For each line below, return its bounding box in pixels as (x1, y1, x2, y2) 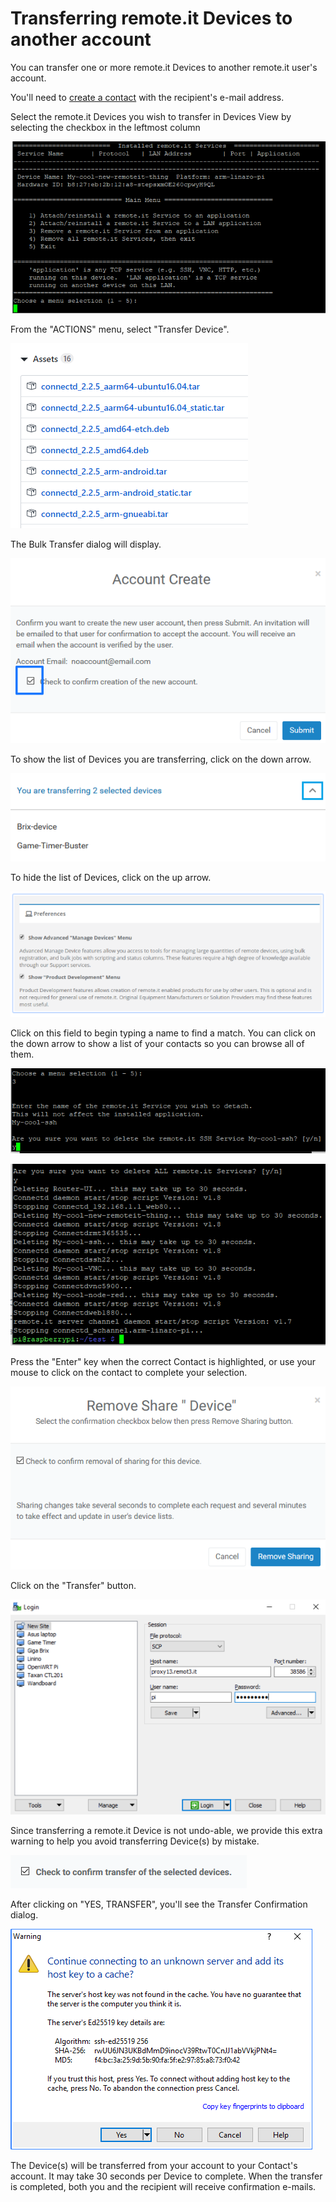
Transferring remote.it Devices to (10, 7, 293, 30)
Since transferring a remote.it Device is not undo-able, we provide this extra (10, 1824, 323, 1836)
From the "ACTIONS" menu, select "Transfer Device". (10, 323, 230, 335)
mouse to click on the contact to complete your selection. (10, 1367, 248, 1379)
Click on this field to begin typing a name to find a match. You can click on (10, 1027, 316, 1039)
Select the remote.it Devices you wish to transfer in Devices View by (10, 110, 292, 122)
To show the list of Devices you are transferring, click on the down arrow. (10, 753, 312, 766)
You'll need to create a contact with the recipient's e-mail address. (10, 91, 285, 103)
